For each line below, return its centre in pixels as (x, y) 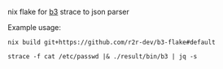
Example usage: (35, 27)
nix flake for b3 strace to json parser (68, 12)
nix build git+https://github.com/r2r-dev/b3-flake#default (112, 42)
